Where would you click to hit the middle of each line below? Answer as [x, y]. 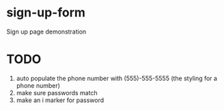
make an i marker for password [60, 100]
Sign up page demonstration [46, 32]
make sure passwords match [57, 92]
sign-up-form [46, 13]
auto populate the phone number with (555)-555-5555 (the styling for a [117, 78]
